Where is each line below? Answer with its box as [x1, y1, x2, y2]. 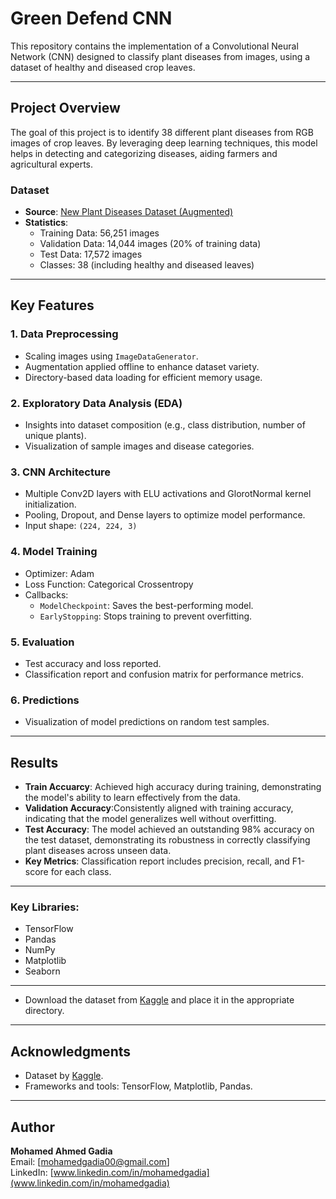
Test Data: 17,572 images [39, 248, 143, 261]
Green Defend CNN [10, 7, 173, 30]
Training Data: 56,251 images [39, 227, 160, 239]
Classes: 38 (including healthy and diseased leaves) [39, 259, 255, 271]
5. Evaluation [10, 635, 75, 649]
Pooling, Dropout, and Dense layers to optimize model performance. [24, 509, 306, 521]
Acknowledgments [10, 1043, 132, 1060]
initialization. [24, 498, 77, 511]
